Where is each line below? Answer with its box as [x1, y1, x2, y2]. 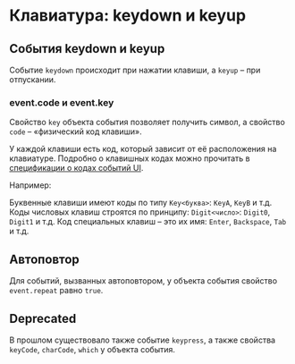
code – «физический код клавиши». [9, 126, 142, 137]
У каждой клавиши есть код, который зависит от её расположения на [9, 144, 277, 155]
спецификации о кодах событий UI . [9, 163, 144, 174]
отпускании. [9, 74, 56, 85]
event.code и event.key [9, 96, 114, 108]
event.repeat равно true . [9, 285, 104, 296]
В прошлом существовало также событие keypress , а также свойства [9, 334, 275, 345]
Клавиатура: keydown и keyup [9, 5, 247, 26]
